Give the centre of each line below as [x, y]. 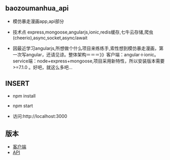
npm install [24, 95]
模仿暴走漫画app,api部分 [38, 21]
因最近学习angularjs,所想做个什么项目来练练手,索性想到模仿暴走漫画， [86, 48]
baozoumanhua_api [37, 8]
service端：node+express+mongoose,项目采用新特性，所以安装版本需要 [89, 61]
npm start [23, 106]
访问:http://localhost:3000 [40, 116]
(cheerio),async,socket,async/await [50, 38]
